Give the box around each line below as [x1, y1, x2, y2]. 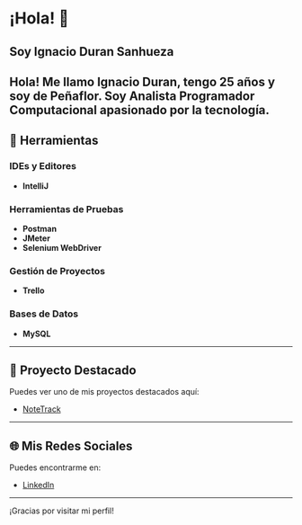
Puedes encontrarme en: [9, 462, 102, 473]
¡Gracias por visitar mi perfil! [9, 505, 114, 516]
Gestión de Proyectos [9, 264, 106, 277]
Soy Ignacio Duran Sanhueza [9, 44, 174, 59]
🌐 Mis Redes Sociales [9, 438, 133, 453]
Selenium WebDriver [22, 242, 102, 253]
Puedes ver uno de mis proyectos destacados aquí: [9, 387, 200, 397]
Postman [22, 223, 57, 234]
